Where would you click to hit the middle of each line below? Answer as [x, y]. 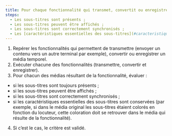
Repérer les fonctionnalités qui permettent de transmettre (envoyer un [86, 48]
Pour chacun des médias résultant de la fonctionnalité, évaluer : [80, 75]
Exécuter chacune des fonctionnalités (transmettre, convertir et [80, 65]
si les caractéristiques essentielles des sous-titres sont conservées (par [89, 102]
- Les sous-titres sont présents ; [48, 19]
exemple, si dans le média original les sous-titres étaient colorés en [84, 107]
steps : [12, 15]
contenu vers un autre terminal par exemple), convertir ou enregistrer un [89, 54]
